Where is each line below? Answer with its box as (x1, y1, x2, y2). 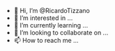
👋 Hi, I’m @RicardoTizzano (13, 7, 91, 14)
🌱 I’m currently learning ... (13, 21, 89, 29)
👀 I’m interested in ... (13, 14, 73, 22)
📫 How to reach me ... (13, 37, 79, 44)
